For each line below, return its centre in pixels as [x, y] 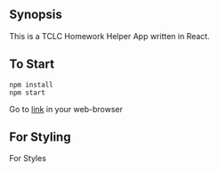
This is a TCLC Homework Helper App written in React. [110, 36]
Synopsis [36, 15]
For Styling [40, 137]
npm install [31, 85]
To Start [32, 65]
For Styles [28, 159]
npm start [28, 93]
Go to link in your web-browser [66, 109]
